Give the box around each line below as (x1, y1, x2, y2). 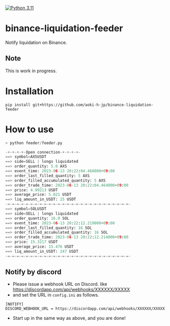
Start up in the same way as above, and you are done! (12, 315, 126, 321)
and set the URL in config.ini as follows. (12, 292, 99, 298)
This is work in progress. (5, 68, 57, 74)
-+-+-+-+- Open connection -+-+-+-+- (5, 150, 81, 155)
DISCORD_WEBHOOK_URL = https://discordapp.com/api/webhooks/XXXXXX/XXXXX (5, 306, 165, 311)
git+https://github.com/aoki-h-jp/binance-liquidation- (32, 102, 154, 107)
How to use (5, 124, 54, 135)
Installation (5, 85, 54, 97)
